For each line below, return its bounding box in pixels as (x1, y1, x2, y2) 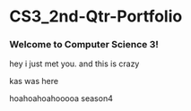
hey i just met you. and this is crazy (9, 58, 140, 69)
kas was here (9, 76, 59, 87)
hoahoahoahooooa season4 (9, 93, 114, 104)
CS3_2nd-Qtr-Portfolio (9, 6, 183, 27)
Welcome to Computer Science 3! (9, 38, 159, 51)
